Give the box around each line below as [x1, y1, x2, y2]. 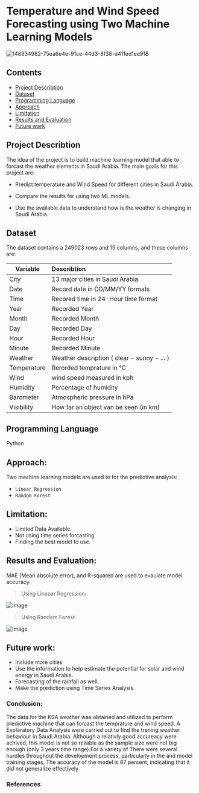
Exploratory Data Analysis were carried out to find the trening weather [6, 726, 180, 734]
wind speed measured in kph [51, 374, 134, 382]
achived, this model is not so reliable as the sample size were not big [6, 739, 177, 746]
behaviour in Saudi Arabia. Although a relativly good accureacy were [6, 732, 177, 740]
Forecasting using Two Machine [6, 17, 170, 31]
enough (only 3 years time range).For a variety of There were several [6, 745, 178, 752]
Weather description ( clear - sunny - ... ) [51, 354, 170, 362]
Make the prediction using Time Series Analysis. [14, 685, 135, 692]
